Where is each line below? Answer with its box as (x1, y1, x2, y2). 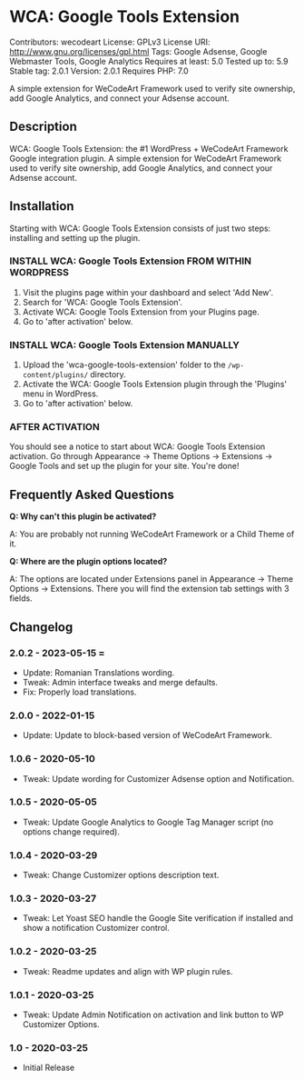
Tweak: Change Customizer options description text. (22, 870, 220, 881)
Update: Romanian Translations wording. (22, 666, 175, 678)
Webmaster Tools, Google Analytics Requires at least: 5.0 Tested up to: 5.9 (9, 55, 289, 66)
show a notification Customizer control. (22, 923, 170, 934)
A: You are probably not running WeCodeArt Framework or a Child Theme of (9, 529, 295, 540)
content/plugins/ (22, 371, 89, 380)
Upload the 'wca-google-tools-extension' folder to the (22, 359, 226, 370)
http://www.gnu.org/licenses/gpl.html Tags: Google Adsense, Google (9, 45, 268, 56)
